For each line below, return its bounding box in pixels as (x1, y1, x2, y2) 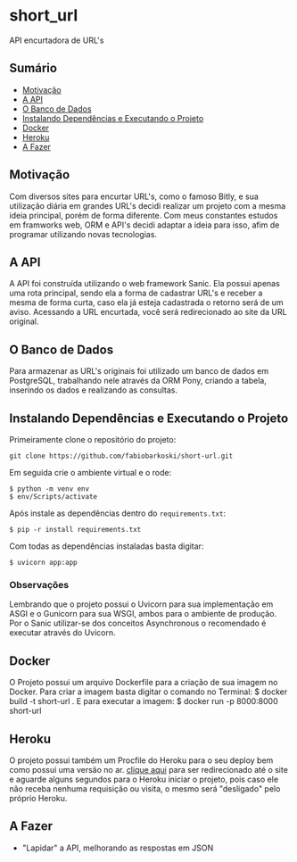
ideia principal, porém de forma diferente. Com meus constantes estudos (9, 210, 278, 220)
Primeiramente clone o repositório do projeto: (9, 435, 177, 444)
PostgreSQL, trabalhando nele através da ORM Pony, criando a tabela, (9, 376, 268, 386)
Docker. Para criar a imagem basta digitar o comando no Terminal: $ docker (9, 686, 288, 697)
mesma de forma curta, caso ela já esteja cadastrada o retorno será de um (9, 297, 284, 308)
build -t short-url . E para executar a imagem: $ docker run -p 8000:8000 (9, 696, 278, 707)
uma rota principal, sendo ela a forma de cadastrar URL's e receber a (9, 287, 263, 299)
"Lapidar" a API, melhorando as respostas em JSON (21, 842, 214, 853)
